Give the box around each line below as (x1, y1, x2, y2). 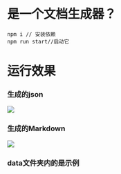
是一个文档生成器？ (7, 6, 117, 22)
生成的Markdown (7, 124, 66, 133)
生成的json (7, 90, 44, 99)
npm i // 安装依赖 (7, 30, 56, 38)
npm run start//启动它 (7, 38, 70, 45)
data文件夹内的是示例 (7, 158, 80, 168)
